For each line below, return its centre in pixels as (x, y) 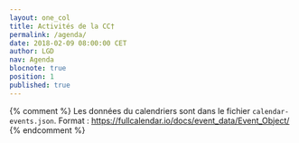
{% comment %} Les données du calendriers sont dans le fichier (130, 110)
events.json (32, 121)
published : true (40, 85)
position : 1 (32, 77)
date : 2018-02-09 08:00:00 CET (68, 43)
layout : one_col (40, 18)
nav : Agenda (32, 60)
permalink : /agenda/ (48, 34)
